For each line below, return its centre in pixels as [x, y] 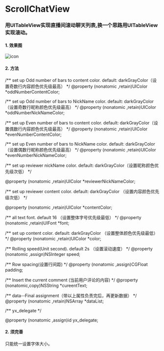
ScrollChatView [37, 9]
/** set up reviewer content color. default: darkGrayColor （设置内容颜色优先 [82, 191]
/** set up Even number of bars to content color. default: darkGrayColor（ [80, 123]
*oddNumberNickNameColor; [35, 113]
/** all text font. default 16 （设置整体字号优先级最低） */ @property [73, 217]
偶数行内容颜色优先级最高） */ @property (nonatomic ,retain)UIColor [78, 129]
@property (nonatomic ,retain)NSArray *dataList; [55, 301]
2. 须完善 [14, 332]
